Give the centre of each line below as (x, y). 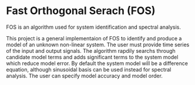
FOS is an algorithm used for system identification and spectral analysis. (93, 27)
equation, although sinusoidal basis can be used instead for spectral (89, 69)
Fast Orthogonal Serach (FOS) (81, 11)
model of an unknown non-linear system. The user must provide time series (98, 45)
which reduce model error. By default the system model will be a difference (97, 63)
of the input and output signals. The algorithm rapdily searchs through (91, 50)
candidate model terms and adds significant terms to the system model (92, 57)
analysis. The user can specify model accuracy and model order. (85, 76)
